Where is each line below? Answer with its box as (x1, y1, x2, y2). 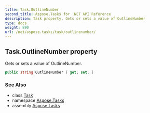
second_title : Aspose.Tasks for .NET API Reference (5, 12, 111, 16)
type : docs (5, 20, 27, 26)
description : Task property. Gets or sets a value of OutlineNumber (5, 16, 146, 21)
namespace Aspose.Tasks (12, 97, 64, 103)
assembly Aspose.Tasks (12, 102, 60, 108)
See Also (5, 81, 27, 88)
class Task (12, 92, 33, 98)
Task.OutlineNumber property (5, 48, 97, 56)
